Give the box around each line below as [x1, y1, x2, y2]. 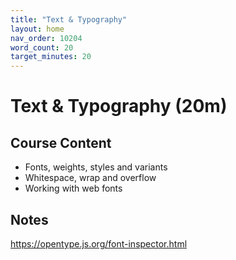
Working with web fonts [24, 182, 123, 195]
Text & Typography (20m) [10, 95, 228, 118]
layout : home [10, 24, 65, 34]
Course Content [10, 134, 112, 151]
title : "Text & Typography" [10, 14, 128, 25]
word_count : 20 [10, 42, 74, 53]
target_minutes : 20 [10, 52, 92, 62]
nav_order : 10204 [10, 33, 83, 43]
